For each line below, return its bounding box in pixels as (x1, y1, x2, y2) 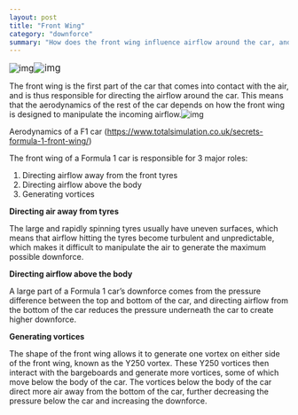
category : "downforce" (9, 29, 93, 38)
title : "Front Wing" (9, 21, 86, 30)
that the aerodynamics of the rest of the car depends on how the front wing (9, 99, 286, 111)
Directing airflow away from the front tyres (21, 170, 178, 181)
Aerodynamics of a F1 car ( (9, 126, 108, 137)
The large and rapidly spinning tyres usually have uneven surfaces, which (9, 223, 278, 234)
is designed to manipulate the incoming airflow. (9, 109, 182, 120)
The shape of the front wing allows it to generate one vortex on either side (9, 348, 281, 359)
